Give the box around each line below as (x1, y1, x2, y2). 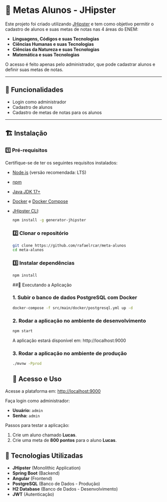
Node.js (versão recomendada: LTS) (12, 169, 86, 175)
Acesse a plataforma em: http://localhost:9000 (5, 388, 101, 394)
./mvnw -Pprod (12, 361, 42, 366)
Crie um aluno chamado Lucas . (12, 432, 77, 438)
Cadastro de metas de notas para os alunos (12, 109, 102, 115)
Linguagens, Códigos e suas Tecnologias (12, 36, 99, 42)
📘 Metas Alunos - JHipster (5, 4, 116, 16)
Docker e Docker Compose (12, 198, 68, 204)
